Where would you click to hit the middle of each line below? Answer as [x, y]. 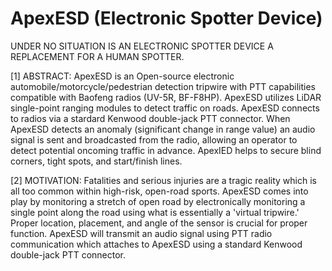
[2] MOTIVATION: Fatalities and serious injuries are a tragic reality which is [163, 180]
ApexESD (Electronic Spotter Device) [166, 18]
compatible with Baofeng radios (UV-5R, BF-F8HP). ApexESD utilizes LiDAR [166, 97]
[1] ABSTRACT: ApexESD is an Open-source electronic [122, 76]
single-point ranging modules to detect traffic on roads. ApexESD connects [165, 108]
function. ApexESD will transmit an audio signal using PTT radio [141, 233]
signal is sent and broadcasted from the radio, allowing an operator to [154, 139]
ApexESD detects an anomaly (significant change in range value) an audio [163, 129]
